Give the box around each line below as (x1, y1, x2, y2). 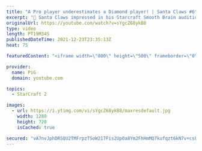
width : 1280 (17, 113, 47, 119)
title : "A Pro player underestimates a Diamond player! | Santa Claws (6, 8, 187, 15)
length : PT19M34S (6, 31, 50, 37)
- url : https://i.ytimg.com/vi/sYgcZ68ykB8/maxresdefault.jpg (11, 108, 171, 114)
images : (6, 102, 26, 108)
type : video (6, 25, 36, 32)
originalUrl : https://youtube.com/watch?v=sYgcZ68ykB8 (6, 20, 147, 26)
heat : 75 (6, 43, 28, 49)
